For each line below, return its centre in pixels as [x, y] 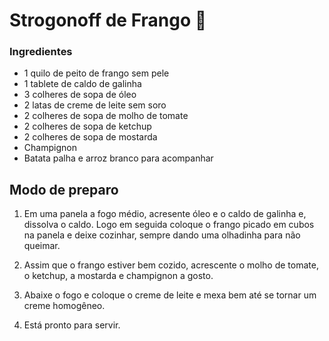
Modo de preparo [64, 189]
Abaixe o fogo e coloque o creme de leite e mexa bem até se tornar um [170, 295]
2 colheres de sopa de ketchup [87, 126]
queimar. [42, 246]
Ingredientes [41, 52]
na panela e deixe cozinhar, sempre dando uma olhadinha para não [162, 235]
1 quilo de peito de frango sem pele [96, 73]
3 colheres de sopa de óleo [80, 95]
